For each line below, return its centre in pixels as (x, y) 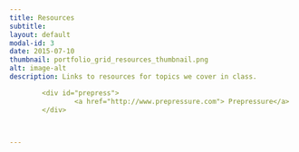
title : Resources (42, 18)
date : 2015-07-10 (42, 52)
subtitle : (28, 26)
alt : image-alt (38, 69)
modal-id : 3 (32, 43)
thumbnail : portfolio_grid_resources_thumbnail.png (109, 60)
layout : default (40, 34)
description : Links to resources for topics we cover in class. (133, 77)
